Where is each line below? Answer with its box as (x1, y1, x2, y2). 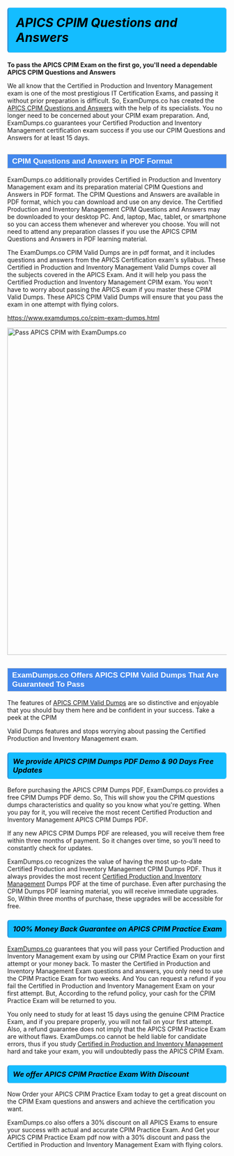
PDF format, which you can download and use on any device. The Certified (7, 198, 223, 206)
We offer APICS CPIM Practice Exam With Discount (13, 1069, 189, 1079)
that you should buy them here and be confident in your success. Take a (7, 706, 215, 715)
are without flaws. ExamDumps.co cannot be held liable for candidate (7, 1032, 207, 1040)
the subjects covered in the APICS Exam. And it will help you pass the (7, 271, 207, 279)
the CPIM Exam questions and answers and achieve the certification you (7, 1097, 215, 1106)
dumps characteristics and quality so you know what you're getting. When (7, 801, 221, 809)
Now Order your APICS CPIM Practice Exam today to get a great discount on (7, 1090, 227, 1098)
